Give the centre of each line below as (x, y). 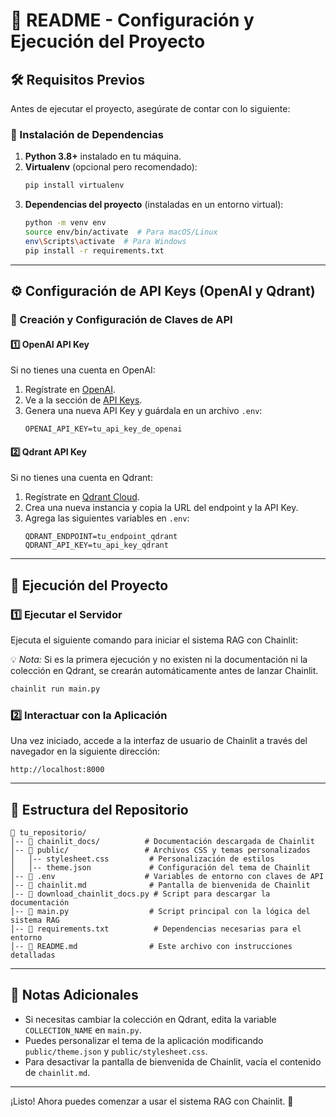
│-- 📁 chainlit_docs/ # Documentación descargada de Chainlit (162, 842)
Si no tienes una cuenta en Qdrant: (81, 478)
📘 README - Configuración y (132, 20)
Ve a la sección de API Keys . (83, 400)
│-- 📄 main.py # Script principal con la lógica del (160, 912)
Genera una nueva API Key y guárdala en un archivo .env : (143, 411)
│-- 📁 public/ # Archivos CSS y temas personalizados (160, 850)
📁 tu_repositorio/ (48, 833)
